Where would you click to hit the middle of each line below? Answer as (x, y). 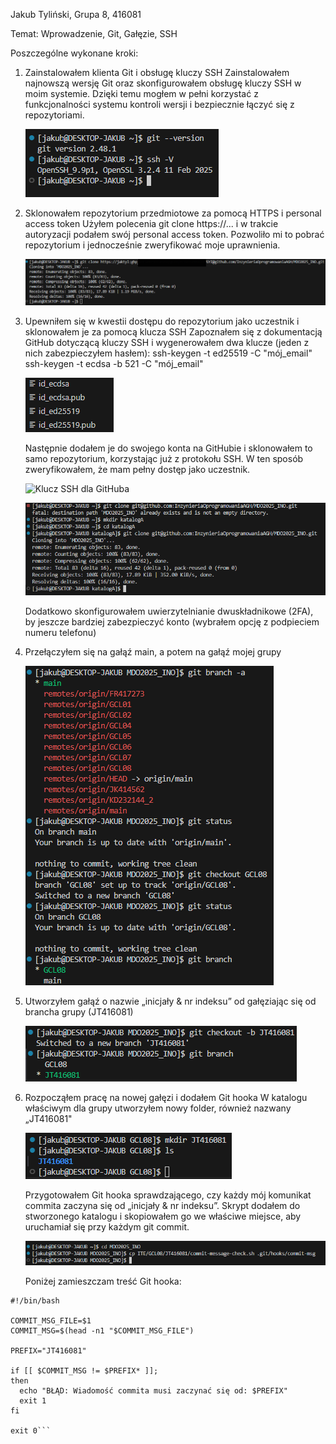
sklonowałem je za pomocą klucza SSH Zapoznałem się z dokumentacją (173, 331)
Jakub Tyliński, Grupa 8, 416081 (76, 14)
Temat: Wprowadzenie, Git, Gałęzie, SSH (94, 33)
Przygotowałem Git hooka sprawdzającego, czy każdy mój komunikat (168, 1195)
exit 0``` (31, 1430)
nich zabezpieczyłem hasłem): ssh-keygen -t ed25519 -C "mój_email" (168, 353)
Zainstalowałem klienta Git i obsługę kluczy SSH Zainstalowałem (157, 72)
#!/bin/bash (35, 1300)
